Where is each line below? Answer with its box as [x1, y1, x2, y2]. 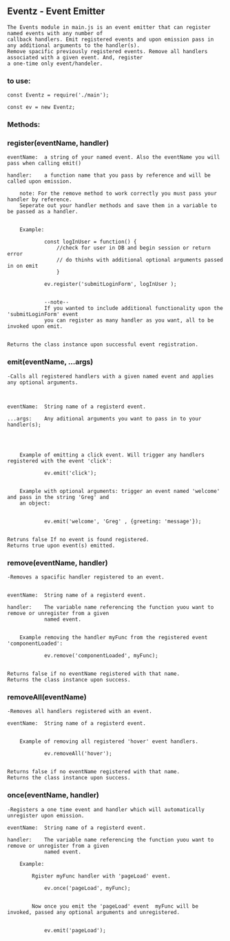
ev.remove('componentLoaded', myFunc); [43, 652, 158, 659]
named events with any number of [7, 30, 103, 37]
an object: [19, 500, 51, 507]
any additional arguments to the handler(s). [7, 41, 140, 49]
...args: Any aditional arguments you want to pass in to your [7, 415, 202, 422]
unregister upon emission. [7, 812, 85, 819]
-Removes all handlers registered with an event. [7, 708, 153, 715]
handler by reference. [7, 196, 72, 203]
